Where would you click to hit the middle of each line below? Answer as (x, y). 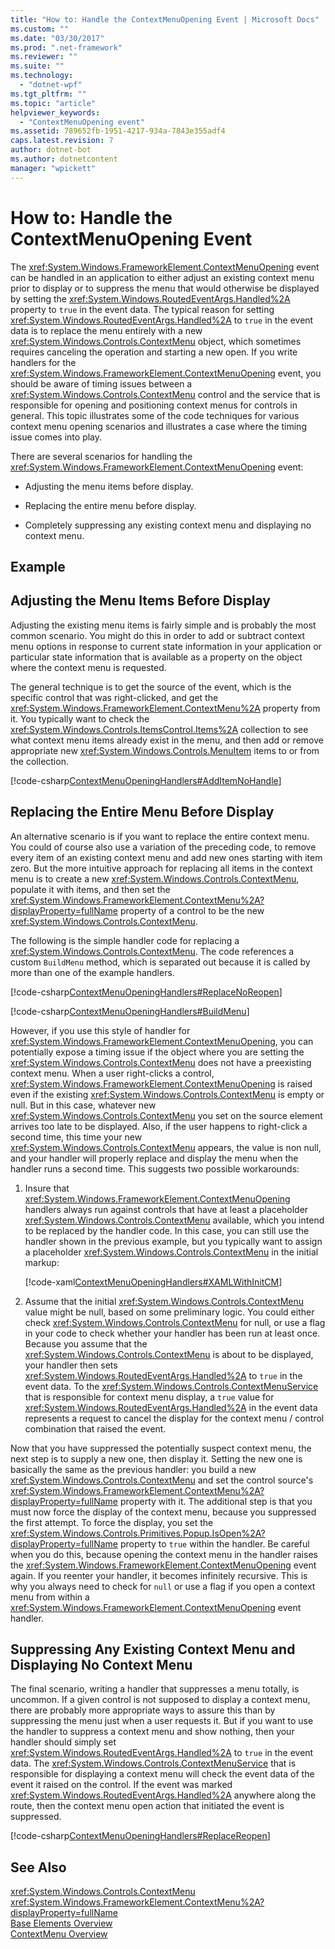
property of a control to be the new (192, 910)
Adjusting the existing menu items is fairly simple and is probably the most (163, 625)
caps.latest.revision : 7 (62, 141)
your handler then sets (71, 1365)
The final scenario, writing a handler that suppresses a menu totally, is (155, 1689)
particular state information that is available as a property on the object (156, 657)
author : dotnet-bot (51, 150)
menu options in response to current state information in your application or (166, 646)
